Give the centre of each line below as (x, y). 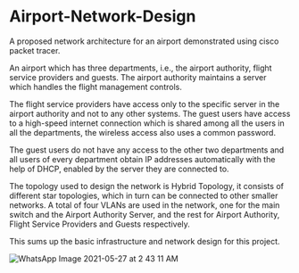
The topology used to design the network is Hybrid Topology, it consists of (146, 186)
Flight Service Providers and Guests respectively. (100, 224)
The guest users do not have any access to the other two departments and (147, 150)
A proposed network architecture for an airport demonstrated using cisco (144, 41)
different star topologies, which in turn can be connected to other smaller (144, 195)
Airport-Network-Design (103, 17)
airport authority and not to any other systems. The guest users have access (150, 113)
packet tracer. (35, 50)
